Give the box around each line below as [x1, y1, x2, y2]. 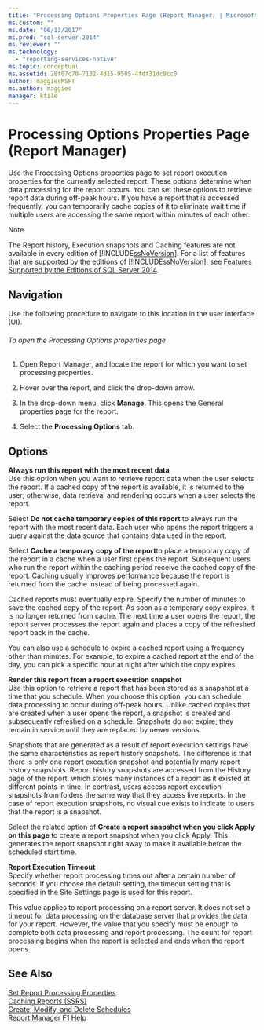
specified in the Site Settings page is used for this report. [8, 888, 192, 897]
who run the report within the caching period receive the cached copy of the [8, 563, 256, 572]
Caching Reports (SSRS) [8, 996, 87, 1006]
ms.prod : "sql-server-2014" [8, 33, 101, 42]
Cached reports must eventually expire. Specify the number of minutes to [8, 594, 246, 604]
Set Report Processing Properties [8, 988, 116, 997]
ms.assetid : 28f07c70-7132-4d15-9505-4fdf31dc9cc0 [8, 70, 178, 78]
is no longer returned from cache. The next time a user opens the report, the [8, 612, 256, 621]
